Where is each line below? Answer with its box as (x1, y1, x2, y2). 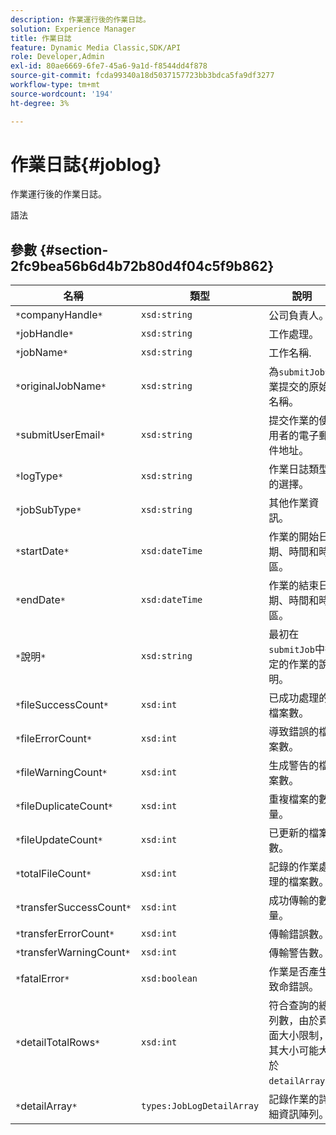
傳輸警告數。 (268, 946, 330, 960)
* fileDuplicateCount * (15, 799, 114, 813)
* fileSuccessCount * (15, 698, 110, 712)
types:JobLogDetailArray (140, 1101, 260, 1112)
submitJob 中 (268, 642, 325, 656)
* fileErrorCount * (15, 732, 93, 746)
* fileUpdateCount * (15, 833, 103, 847)
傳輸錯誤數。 (268, 927, 330, 941)
